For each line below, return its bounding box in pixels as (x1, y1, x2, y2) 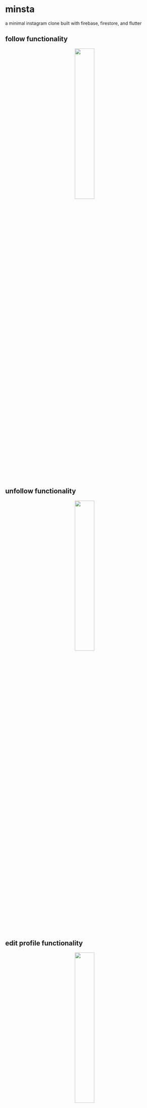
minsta (5, 4, 35, 15)
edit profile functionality (5, 939, 83, 947)
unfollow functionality (5, 487, 77, 495)
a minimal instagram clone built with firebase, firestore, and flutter (5, 20, 142, 26)
